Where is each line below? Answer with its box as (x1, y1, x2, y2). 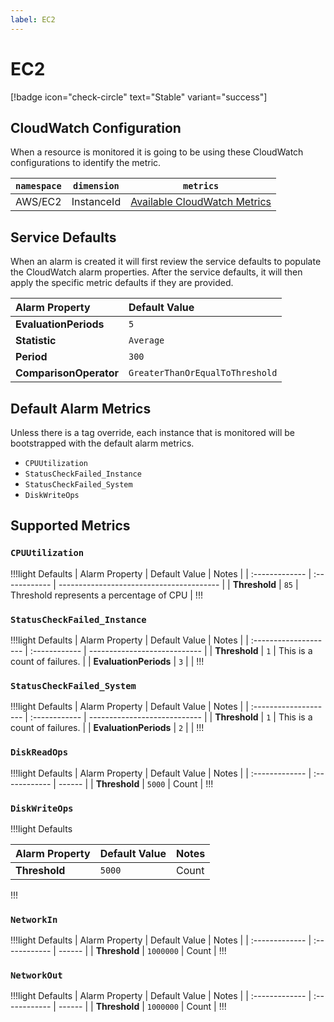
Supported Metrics (10, 517, 131, 535)
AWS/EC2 (15, 195, 62, 209)
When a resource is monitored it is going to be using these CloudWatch (10, 146, 304, 158)
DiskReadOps (10, 747, 69, 758)
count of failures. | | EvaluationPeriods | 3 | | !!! (10, 655, 205, 667)
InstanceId (71, 195, 122, 209)
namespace (15, 181, 62, 192)
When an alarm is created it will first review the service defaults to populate (10, 256, 322, 268)
